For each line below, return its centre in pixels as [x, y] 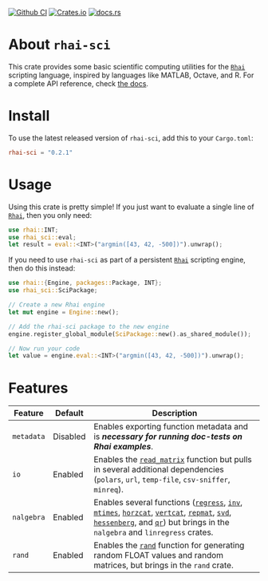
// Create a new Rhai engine [57, 305]
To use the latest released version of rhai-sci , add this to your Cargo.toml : [131, 138]
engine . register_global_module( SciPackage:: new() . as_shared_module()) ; [130, 334]
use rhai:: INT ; [33, 230]
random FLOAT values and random [159, 555]
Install [29, 116]
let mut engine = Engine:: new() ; [64, 312]
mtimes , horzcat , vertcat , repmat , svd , [163, 512]
